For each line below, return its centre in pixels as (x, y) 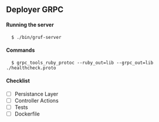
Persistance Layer (36, 94)
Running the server (30, 24)
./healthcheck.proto (31, 68)
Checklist (18, 81)
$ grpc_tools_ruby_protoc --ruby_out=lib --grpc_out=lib (82, 62)
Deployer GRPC (35, 10)
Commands (21, 50)
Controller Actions (36, 101)
